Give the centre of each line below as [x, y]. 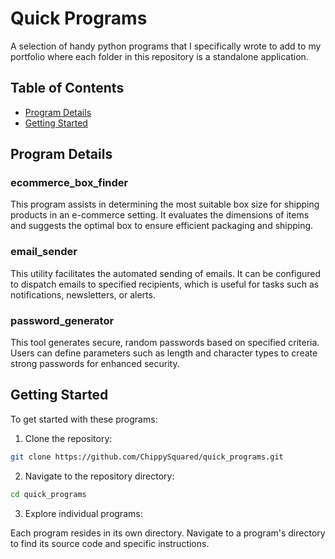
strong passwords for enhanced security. [95, 364]
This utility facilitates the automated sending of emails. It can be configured [166, 273]
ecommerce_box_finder [69, 183]
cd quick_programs [48, 494]
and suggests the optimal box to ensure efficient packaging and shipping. [162, 226]
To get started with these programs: [84, 419]
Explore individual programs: [83, 513]
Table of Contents [67, 88]
